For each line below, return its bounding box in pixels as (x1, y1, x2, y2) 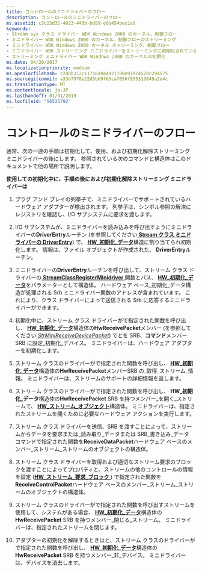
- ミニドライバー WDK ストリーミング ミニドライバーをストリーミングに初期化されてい (6, 48, 194, 54)
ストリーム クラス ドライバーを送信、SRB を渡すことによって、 (14, 423, 171, 430)
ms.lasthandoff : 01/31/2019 (6, 93, 77, 99)
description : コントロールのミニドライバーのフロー (6, 14, 122, 20)
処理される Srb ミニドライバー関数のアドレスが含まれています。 (25, 288, 185, 296)
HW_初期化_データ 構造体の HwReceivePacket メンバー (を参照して (26, 324, 191, 331)
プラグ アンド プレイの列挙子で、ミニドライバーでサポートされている (14, 195, 186, 202)
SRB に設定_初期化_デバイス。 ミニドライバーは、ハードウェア (14, 339, 170, 346)
